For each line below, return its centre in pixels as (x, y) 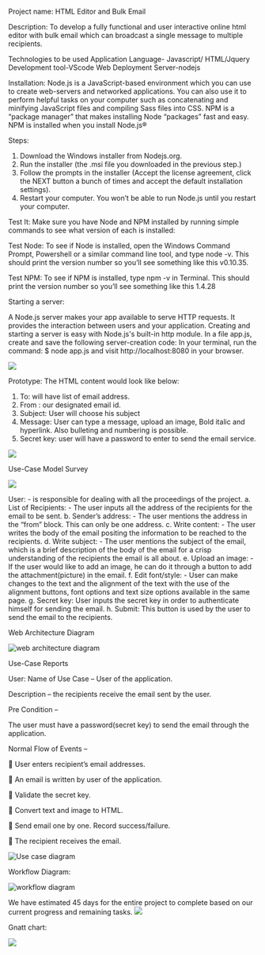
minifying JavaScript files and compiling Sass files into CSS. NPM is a (121, 108)
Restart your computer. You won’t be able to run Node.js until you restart (138, 198)
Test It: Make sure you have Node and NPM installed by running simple (124, 222)
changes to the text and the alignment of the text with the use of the (119, 583)
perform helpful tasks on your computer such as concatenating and (118, 100)
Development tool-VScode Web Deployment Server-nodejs (104, 67)
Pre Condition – (33, 709)
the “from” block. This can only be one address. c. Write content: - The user (132, 524)
